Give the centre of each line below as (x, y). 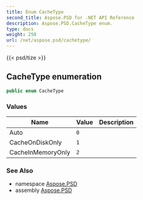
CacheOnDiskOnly (36, 142)
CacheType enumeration (54, 77)
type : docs (20, 29)
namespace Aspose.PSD (46, 184)
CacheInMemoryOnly (40, 152)
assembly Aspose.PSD (44, 190)
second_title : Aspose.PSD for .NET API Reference (71, 18)
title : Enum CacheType (35, 12)
